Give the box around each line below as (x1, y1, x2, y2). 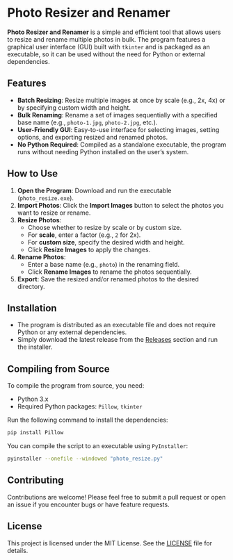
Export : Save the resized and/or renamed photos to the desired (17, 274, 200, 283)
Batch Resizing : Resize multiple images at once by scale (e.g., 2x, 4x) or (17, 96, 226, 104)
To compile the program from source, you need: (7, 381, 145, 390)
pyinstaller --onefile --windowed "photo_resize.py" (7, 455, 163, 463)
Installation (7, 302, 57, 314)
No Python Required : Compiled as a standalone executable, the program (17, 140, 227, 149)
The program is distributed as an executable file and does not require (17, 321, 216, 329)
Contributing (7, 475, 64, 486)
